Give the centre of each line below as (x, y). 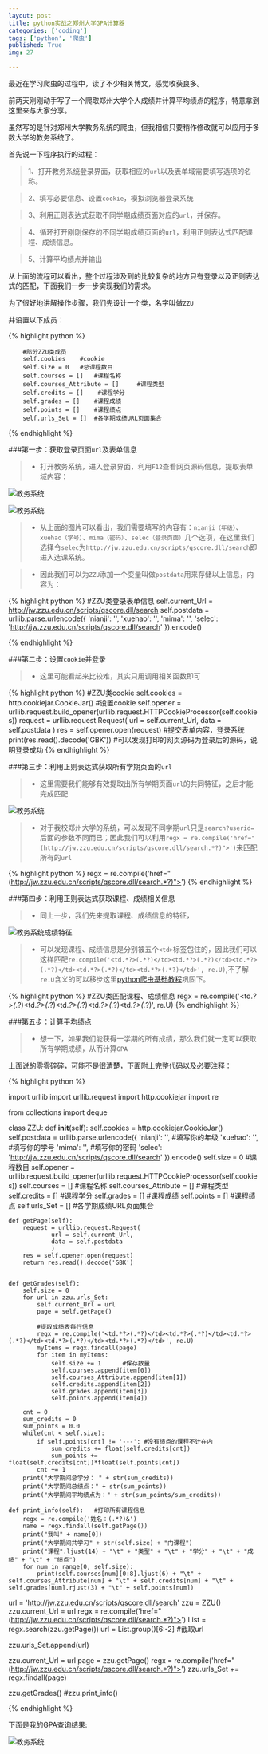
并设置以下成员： (36, 320)
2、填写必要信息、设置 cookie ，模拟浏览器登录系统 (110, 198)
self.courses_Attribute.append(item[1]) (119, 1377)
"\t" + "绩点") (52, 1560)
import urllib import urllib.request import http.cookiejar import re (114, 1097)
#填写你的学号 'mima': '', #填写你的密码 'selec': (85, 1147)
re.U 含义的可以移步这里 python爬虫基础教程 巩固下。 (125, 979)
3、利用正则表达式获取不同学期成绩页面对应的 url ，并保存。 (126, 215)
